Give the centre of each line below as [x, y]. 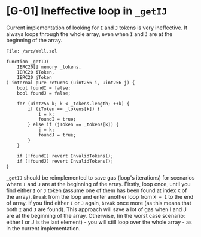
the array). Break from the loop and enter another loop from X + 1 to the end [100, 196]
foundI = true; [57, 119]
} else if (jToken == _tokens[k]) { [73, 124]
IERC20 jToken [34, 77]
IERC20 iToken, [36, 72]
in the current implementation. [43, 228]
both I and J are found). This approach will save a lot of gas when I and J [96, 209]
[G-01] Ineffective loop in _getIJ [87, 11]
